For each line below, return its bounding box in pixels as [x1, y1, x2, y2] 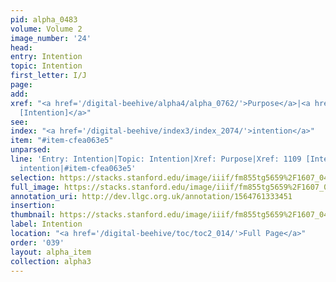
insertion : [10, 201, 56, 211]
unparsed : [10, 145, 52, 155]
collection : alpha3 [10, 256, 92, 266]
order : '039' [10, 237, 65, 248]
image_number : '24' [10, 33, 92, 43]
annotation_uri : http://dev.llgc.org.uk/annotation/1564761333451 [10, 191, 293, 201]
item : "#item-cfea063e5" [10, 136, 114, 146]
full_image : [10, 182, 60, 192]
